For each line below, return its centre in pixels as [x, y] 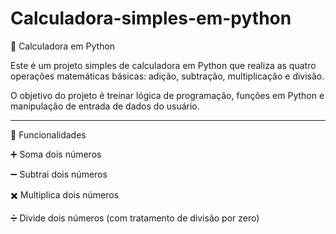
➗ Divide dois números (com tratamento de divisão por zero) [135, 218]
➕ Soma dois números [56, 154]
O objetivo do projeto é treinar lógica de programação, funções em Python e [167, 95]
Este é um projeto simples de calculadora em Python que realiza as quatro [163, 65]
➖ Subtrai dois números [59, 174]
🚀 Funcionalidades [48, 134]
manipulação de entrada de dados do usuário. [105, 106]
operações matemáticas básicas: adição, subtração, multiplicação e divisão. [167, 76]
